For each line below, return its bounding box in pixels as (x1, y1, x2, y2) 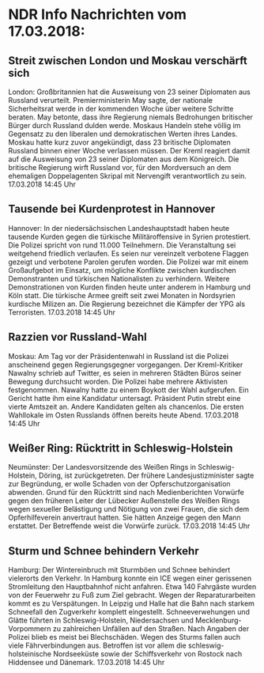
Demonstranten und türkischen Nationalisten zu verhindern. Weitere (8, 274, 230, 283)
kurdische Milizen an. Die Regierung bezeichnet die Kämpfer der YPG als (8, 299, 246, 308)
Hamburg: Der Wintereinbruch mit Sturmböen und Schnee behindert (8, 565, 231, 575)
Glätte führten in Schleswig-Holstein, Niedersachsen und (8, 615, 194, 626)
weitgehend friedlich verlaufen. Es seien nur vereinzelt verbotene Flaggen (8, 248, 249, 258)
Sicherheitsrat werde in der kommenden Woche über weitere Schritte (8, 104, 234, 113)
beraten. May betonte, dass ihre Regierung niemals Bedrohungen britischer (8, 112, 253, 122)
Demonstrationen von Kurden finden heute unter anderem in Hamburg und (8, 282, 251, 292)
